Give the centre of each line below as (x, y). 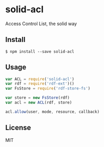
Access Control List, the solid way (41, 24)
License (18, 128)
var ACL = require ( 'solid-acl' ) (40, 79)
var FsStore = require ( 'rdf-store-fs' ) (48, 89)
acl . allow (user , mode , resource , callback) (53, 112)
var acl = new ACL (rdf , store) (39, 103)
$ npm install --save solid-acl (40, 51)
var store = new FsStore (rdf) (38, 98)
